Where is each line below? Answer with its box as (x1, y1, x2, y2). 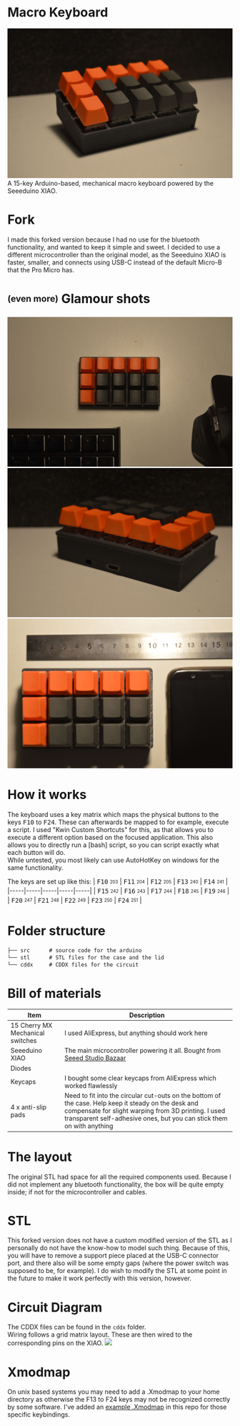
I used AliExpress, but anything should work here (64, 1029, 209, 1037)
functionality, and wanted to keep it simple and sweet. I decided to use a (7, 242, 221, 251)
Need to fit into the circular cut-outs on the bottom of (64, 1091, 221, 1100)
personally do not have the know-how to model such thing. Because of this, (7, 1244, 230, 1252)
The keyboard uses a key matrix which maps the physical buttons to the (7, 811, 219, 819)
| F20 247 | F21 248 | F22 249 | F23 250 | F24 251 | (7, 896, 142, 904)
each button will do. (7, 848, 66, 857)
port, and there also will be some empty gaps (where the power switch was (7, 1259, 229, 1267)
